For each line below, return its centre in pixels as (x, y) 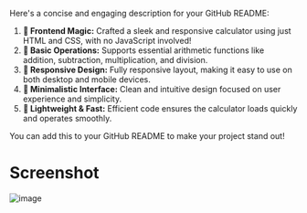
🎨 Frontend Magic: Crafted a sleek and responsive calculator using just (157, 31)
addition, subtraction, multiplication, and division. (115, 60)
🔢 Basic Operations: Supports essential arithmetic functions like (143, 50)
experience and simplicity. (72, 99)
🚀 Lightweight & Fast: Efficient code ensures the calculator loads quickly (160, 108)
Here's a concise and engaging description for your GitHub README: (139, 13)
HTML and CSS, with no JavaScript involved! (107, 41)
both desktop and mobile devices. (86, 80)
